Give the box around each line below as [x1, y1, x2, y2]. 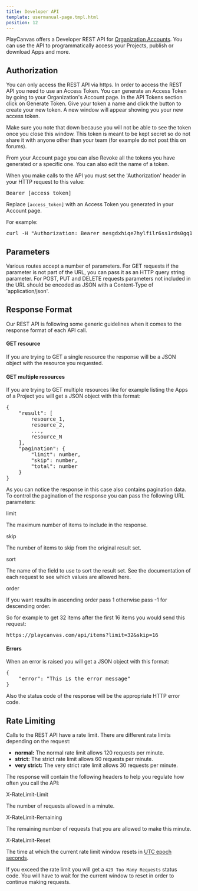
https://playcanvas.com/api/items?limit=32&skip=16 [6, 632, 159, 639]
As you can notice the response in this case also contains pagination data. [6, 486, 187, 493]
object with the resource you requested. [6, 360, 104, 367]
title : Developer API [6, 8, 60, 15]
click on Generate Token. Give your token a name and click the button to [6, 100, 181, 107]
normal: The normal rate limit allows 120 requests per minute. [14, 749, 164, 756]
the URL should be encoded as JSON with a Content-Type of [6, 281, 154, 288]
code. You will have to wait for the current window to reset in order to [6, 872, 174, 879]
